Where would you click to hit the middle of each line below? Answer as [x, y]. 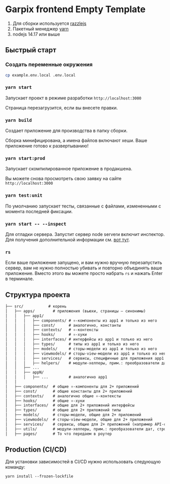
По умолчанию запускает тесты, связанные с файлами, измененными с [83, 206]
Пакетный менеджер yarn [41, 28]
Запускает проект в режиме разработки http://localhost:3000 [73, 98]
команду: [15, 467]
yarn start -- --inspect [36, 224]
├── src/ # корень [36, 306]
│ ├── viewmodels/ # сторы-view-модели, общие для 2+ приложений [79, 420]
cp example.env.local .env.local [40, 75]
